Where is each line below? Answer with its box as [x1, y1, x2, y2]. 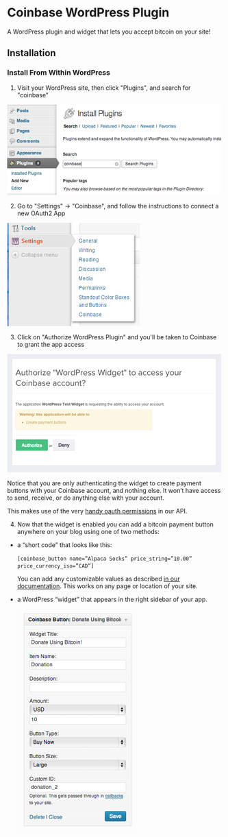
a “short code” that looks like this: [16, 540, 112, 549]
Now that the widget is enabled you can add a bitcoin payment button [16, 520, 214, 529]
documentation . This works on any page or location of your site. [16, 581, 198, 590]
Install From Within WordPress [7, 68, 111, 77]
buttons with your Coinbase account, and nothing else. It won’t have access [7, 486, 221, 494]
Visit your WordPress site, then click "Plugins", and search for [16, 84, 191, 92]
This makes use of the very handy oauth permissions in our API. [7, 507, 188, 515]
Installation [7, 47, 56, 59]
